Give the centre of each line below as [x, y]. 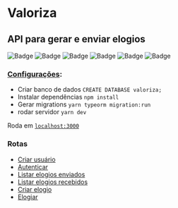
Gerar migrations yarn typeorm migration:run [84, 104]
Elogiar [28, 197]
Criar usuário [36, 159]
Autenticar [32, 166]
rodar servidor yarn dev [52, 112]
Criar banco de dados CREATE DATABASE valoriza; [90, 90]
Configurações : [35, 74]
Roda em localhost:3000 [43, 126]
